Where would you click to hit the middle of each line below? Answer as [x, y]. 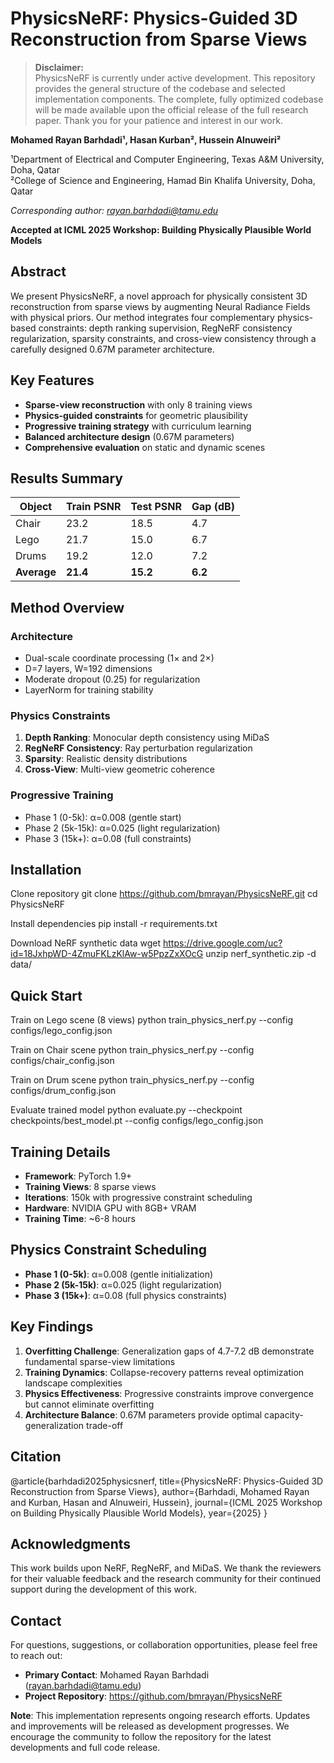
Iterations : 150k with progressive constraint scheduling [138, 1198]
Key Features [52, 380]
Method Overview [67, 607]
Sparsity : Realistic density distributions [106, 759]
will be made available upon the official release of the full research [171, 109]
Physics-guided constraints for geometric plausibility [136, 415]
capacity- [284, 1414]
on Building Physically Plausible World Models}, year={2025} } [139, 1513]
